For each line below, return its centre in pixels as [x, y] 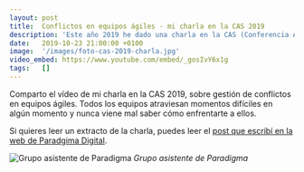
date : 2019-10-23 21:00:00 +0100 [76, 43]
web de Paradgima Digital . [58, 140]
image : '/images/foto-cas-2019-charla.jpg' [95, 52]
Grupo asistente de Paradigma [191, 158]
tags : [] [30, 69]
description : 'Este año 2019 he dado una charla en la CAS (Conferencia [149, 34]
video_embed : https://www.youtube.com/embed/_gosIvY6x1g [119, 60]
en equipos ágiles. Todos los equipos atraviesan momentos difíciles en [141, 103]
